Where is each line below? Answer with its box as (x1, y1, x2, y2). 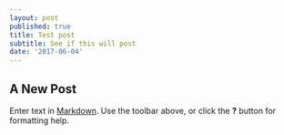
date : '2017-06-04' (9, 47, 84, 57)
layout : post (9, 13, 59, 23)
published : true (9, 22, 71, 31)
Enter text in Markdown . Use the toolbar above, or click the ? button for (9, 105, 276, 116)
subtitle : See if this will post (9, 38, 137, 48)
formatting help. (9, 115, 70, 126)
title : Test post (9, 30, 76, 39)
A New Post (9, 81, 77, 97)
